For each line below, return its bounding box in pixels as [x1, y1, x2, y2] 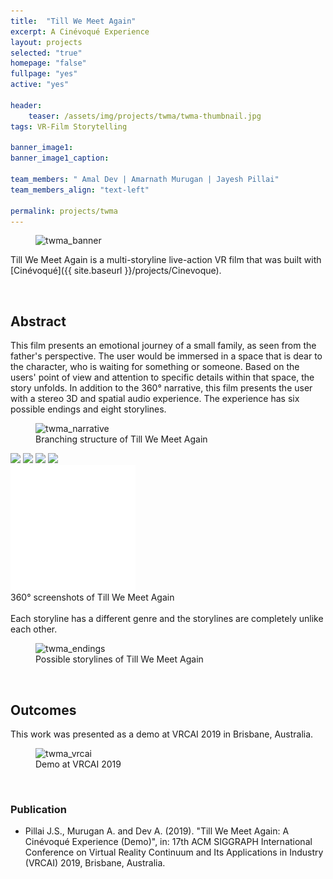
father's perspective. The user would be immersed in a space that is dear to [10, 350, 323, 362]
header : [10, 100, 43, 110]
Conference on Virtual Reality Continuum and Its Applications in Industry [24, 846, 324, 859]
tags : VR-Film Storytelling [10, 121, 128, 132]
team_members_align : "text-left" [10, 185, 150, 195]
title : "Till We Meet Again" [10, 16, 137, 26]
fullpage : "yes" [10, 69, 78, 79]
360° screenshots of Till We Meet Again [10, 591, 175, 604]
